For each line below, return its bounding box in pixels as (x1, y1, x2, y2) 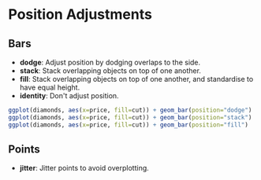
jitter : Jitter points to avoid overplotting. (19, 163, 150, 173)
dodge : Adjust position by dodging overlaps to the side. (19, 57, 201, 67)
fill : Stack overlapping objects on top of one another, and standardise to (19, 75, 254, 83)
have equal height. (19, 83, 80, 92)
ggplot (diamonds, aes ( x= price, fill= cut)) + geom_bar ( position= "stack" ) (8, 113, 252, 121)
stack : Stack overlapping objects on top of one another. (19, 66, 201, 75)
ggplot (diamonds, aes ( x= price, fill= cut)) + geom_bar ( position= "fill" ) (8, 120, 248, 129)
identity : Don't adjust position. (19, 91, 120, 100)
